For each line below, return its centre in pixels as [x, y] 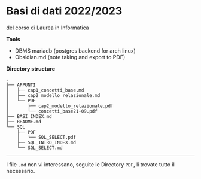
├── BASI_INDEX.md [29, 116]
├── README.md [24, 122]
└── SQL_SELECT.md [40, 148]
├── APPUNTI [21, 85]
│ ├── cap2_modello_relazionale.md [53, 95]
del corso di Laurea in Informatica [48, 28]
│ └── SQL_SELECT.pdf [47, 137]
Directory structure [31, 69]
